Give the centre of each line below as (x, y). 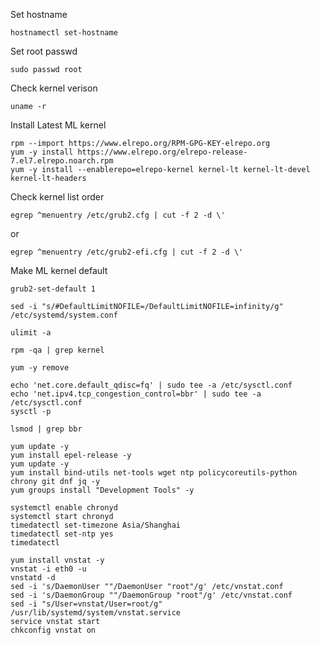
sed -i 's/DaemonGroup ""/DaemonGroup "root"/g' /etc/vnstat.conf (151, 595)
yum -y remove (40, 368)
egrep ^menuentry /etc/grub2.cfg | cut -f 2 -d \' (118, 215)
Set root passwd (44, 51)
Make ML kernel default (59, 270)
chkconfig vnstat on (53, 630)
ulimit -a (31, 333)
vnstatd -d (33, 578)
